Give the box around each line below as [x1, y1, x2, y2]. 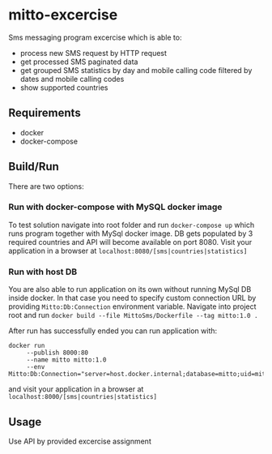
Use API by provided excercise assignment [8, 436, 151, 446]
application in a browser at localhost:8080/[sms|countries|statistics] [8, 246, 248, 255]
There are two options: [8, 181, 84, 191]
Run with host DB [8, 266, 78, 277]
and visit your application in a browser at [8, 384, 144, 394]
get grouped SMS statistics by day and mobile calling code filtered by [19, 65, 253, 75]
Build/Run [8, 160, 59, 173]
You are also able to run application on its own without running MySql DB [8, 285, 252, 294]
